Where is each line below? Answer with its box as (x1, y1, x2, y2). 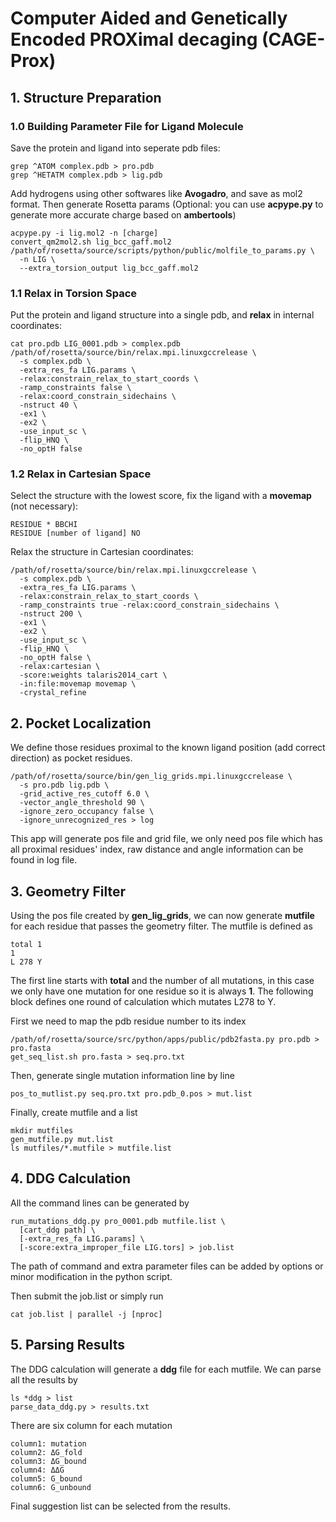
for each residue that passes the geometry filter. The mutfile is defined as (10, 920, 313, 932)
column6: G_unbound (10, 1482, 92, 1492)
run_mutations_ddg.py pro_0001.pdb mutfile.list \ (10, 1216, 226, 1226)
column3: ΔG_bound (10, 1456, 87, 1466)
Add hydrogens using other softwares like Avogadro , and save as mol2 (10, 187, 303, 199)
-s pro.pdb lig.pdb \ (19, 780, 110, 791)
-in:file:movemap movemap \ (19, 679, 137, 689)
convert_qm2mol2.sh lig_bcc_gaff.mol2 (10, 237, 172, 247)
